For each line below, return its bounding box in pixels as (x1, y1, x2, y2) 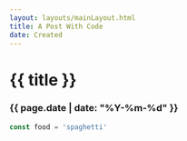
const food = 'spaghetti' (9, 122, 107, 132)
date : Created (9, 30, 64, 39)
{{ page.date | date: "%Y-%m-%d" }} (9, 102, 179, 115)
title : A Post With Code (9, 22, 103, 31)
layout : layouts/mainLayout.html (9, 13, 136, 23)
